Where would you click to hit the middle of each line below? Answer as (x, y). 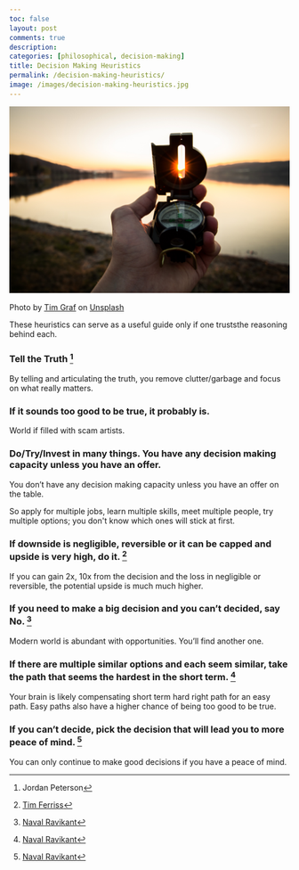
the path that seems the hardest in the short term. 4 (122, 677)
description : (33, 47)
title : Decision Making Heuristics (75, 66)
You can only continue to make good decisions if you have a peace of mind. (148, 761)
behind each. (33, 334)
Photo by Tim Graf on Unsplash (67, 308)
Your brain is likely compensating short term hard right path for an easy (140, 697)
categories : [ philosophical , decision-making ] (97, 57)
